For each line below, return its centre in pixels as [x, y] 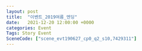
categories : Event [29, 28]
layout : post [22, 11]
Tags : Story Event [29, 33]
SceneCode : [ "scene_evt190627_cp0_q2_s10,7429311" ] [71, 39]
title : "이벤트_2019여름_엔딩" [42, 17]
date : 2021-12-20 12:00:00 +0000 [50, 22]
